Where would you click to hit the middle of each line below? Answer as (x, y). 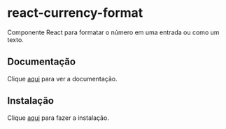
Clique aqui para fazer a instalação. (58, 118)
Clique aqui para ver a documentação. (62, 79)
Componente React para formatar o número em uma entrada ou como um (113, 32)
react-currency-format (75, 13)
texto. (16, 39)
